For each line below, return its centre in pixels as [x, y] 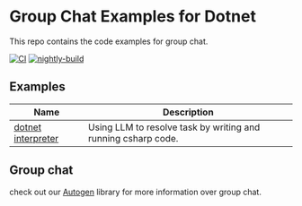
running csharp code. [133, 138]
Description [188, 112]
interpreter [36, 138]
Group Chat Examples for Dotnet [133, 17]
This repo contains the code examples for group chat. [109, 41]
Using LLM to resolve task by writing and [174, 127]
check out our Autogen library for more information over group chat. [136, 192]
